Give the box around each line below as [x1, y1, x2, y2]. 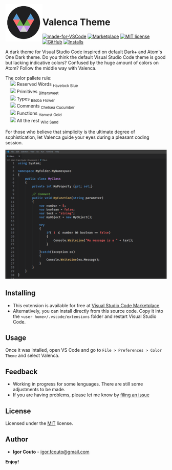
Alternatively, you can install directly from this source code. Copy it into [12, 308, 164, 314]
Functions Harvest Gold [16, 110, 62, 117]
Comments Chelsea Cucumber [16, 103, 75, 111]
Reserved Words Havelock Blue [16, 81, 78, 88]
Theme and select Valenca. [5, 352, 60, 359]
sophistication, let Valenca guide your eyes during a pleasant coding [5, 134, 149, 140]
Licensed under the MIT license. [5, 420, 73, 426]
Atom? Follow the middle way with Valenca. [5, 65, 97, 71]
